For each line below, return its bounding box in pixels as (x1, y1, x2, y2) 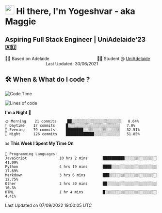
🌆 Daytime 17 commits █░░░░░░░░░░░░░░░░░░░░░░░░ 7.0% (5, 123, 136, 128)
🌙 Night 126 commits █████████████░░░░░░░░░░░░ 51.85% (5, 131, 140, 137)
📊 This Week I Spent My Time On (5, 140, 74, 146)
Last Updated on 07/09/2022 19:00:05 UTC (5, 202, 92, 208)
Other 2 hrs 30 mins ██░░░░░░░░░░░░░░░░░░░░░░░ (5, 181, 158, 186)
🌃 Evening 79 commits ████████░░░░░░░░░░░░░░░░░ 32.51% (5, 127, 140, 132)
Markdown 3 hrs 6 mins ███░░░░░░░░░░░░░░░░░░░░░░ (5, 172, 158, 178)
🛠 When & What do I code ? (5, 76, 90, 84)
